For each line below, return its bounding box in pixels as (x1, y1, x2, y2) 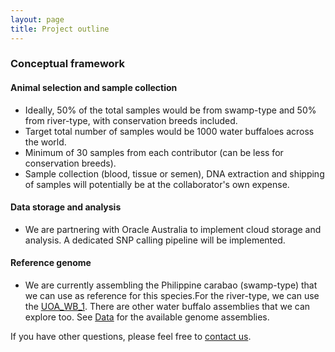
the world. (24, 136, 67, 148)
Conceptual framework (10, 57, 126, 71)
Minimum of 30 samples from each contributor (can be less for (24, 146, 284, 158)
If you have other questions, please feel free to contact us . (10, 331, 252, 343)
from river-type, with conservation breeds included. (24, 114, 238, 126)
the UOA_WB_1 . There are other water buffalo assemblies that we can (24, 301, 311, 313)
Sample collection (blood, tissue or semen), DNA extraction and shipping (24, 167, 325, 180)
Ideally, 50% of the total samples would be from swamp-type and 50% (24, 104, 317, 116)
